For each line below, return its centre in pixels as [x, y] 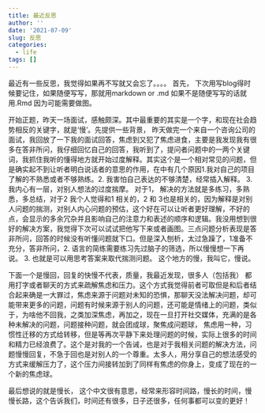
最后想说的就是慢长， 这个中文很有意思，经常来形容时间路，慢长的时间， [127, 390]
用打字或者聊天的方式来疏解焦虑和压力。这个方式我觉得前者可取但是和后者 [129, 285]
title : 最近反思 [32, 15]
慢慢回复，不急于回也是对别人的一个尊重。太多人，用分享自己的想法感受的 [136, 354]
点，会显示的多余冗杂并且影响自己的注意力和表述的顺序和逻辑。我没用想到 [129, 218]
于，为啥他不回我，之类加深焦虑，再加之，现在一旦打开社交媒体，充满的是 [129, 314]
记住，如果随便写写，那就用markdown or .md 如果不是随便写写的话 [131, 93]
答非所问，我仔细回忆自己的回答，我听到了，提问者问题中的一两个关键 [136, 149]
